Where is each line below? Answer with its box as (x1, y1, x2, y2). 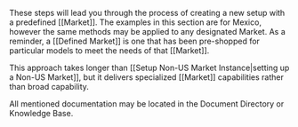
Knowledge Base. (9, 108, 74, 118)
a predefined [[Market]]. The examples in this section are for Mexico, (9, 17, 262, 28)
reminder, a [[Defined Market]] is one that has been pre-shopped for (9, 36, 261, 46)
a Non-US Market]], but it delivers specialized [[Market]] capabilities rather (9, 72, 285, 83)
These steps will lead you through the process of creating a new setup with (9, 8, 286, 18)
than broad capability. (9, 82, 89, 91)
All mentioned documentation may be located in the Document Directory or (9, 99, 285, 109)
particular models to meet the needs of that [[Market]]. (9, 45, 210, 56)
